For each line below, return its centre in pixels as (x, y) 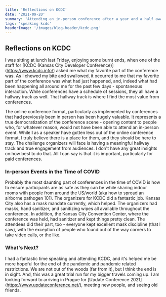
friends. (13, 290)
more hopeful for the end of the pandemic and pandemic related (71, 264)
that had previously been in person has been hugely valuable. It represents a (83, 117)
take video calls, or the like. (33, 235)
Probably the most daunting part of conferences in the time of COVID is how (83, 182)
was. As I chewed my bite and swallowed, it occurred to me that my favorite (82, 76)
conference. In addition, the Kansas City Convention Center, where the (77, 214)
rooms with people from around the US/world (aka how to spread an (75, 193)
